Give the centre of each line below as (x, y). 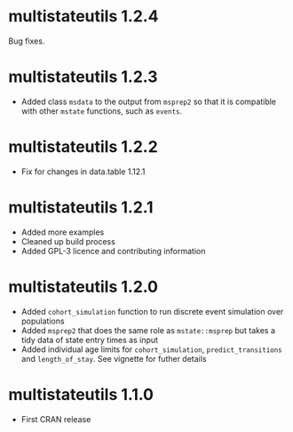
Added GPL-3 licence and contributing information (113, 251)
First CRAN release (56, 419)
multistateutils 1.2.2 (83, 147)
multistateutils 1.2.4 (83, 16)
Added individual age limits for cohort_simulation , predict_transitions (152, 349)
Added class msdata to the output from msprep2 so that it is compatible (149, 101)
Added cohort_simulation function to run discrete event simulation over (152, 311)
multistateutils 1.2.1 (81, 207)
